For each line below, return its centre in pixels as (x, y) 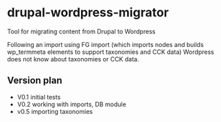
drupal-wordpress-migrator (88, 13)
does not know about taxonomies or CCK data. (73, 59)
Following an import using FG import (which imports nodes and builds (105, 44)
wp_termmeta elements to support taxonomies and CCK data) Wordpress (110, 52)
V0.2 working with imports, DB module (72, 104)
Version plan (35, 81)
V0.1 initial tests (39, 97)
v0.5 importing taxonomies (55, 111)
